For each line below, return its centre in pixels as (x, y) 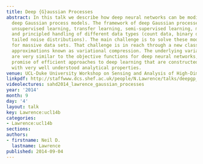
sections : (19, 129)
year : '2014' (23, 90)
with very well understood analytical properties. (77, 68)
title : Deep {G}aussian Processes (50, 12)
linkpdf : (17, 79)
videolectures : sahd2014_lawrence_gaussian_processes (76, 85)
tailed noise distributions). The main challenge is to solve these (100, 40)
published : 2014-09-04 (35, 151)
